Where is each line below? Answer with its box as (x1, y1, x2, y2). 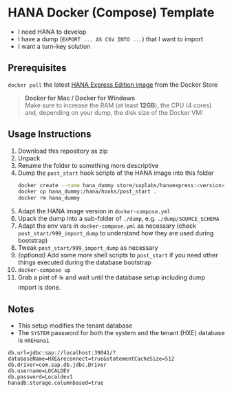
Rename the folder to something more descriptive (17, 161, 159, 169)
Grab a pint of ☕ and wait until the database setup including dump (17, 273, 206, 282)
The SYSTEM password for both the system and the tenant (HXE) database (17, 329, 225, 337)
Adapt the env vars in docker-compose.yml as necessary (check (17, 222, 197, 230)
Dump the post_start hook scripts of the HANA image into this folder (17, 169, 214, 177)
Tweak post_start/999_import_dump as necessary (17, 244, 158, 252)
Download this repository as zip (17, 147, 108, 155)
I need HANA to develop (17, 28, 87, 36)
